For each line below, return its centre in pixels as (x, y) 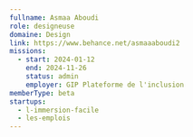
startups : (28, 101)
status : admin (52, 77)
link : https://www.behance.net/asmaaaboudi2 (95, 43)
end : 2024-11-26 (57, 68)
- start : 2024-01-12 (56, 59)
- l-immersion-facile (58, 110)
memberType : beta (42, 93)
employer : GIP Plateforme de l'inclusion (105, 85)
